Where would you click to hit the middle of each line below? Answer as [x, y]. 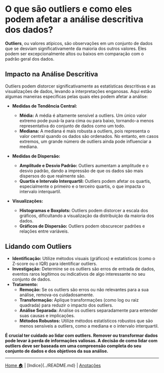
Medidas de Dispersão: [36, 156]
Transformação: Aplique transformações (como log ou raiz [79, 300]
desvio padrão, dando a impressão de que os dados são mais [81, 171]
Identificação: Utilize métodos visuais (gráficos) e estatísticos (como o [83, 258]
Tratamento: [25, 284]
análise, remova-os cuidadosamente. [57, 295]
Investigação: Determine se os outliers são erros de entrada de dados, [83, 269]
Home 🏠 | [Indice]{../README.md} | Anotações [53, 365]
